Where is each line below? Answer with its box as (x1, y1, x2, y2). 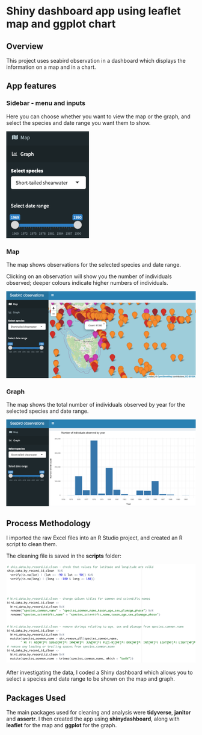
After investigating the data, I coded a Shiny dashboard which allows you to (6, 669, 194, 676)
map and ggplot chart (6, 17, 116, 31)
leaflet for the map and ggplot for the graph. (6, 722, 117, 728)
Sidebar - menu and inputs (6, 99, 86, 107)
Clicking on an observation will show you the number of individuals (6, 273, 173, 280)
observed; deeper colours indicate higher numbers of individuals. (6, 279, 168, 286)
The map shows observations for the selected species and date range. (6, 261, 182, 268)
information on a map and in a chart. (6, 63, 96, 71)
